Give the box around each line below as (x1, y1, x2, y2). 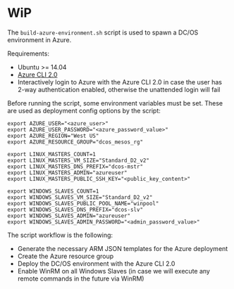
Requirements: (7, 49, 49, 58)
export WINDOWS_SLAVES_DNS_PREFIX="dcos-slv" (7, 206, 143, 213)
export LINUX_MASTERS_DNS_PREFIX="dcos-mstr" (7, 163, 143, 170)
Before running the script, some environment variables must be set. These (7, 98, 223, 107)
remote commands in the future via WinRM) (17, 274, 144, 283)
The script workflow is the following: (7, 231, 113, 239)
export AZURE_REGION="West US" (7, 132, 99, 139)
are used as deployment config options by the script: (7, 106, 161, 115)
